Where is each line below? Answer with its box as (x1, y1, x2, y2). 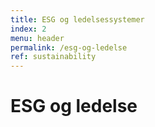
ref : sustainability (10, 52, 97, 62)
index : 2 (10, 24, 47, 34)
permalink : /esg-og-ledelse (10, 42, 128, 53)
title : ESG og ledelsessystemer (10, 14, 145, 25)
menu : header (10, 33, 65, 43)
